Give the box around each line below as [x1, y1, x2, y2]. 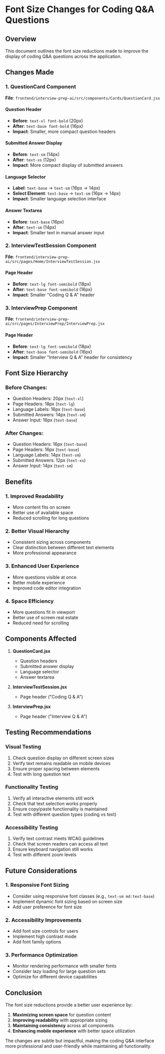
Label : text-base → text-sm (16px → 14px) [12, 185, 100, 191]
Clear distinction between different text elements [12, 544, 115, 551]
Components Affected [5, 635, 77, 643]
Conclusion [5, 988, 42, 997]
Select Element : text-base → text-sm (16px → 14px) [12, 190, 121, 196]
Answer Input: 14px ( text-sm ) [12, 463, 73, 469]
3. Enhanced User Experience [5, 563, 79, 570]
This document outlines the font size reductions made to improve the [5, 48, 149, 54]
